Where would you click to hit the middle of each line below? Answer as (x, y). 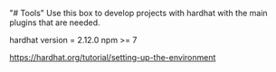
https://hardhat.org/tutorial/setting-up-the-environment (113, 57)
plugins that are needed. (55, 22)
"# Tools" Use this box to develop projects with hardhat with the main (139, 13)
